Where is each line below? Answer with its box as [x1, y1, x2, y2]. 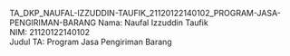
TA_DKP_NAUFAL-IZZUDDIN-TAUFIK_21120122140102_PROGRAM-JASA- [9, 8, 281, 18]
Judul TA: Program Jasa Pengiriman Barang [9, 36, 172, 47]
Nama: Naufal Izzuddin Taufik [98, 17, 208, 28]
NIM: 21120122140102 [9, 27, 91, 37]
